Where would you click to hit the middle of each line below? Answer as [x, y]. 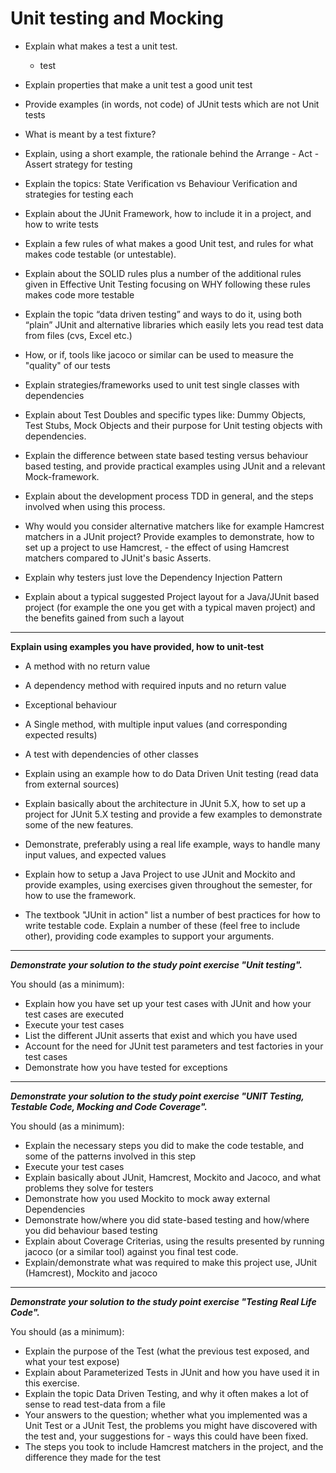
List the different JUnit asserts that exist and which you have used [161, 1035]
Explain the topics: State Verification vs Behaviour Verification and [161, 183]
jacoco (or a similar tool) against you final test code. [131, 1251]
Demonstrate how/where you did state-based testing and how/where [167, 1219]
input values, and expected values [95, 854]
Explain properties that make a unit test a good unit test [138, 84]
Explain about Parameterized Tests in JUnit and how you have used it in [172, 1372]
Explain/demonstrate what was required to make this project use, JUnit [171, 1262]
